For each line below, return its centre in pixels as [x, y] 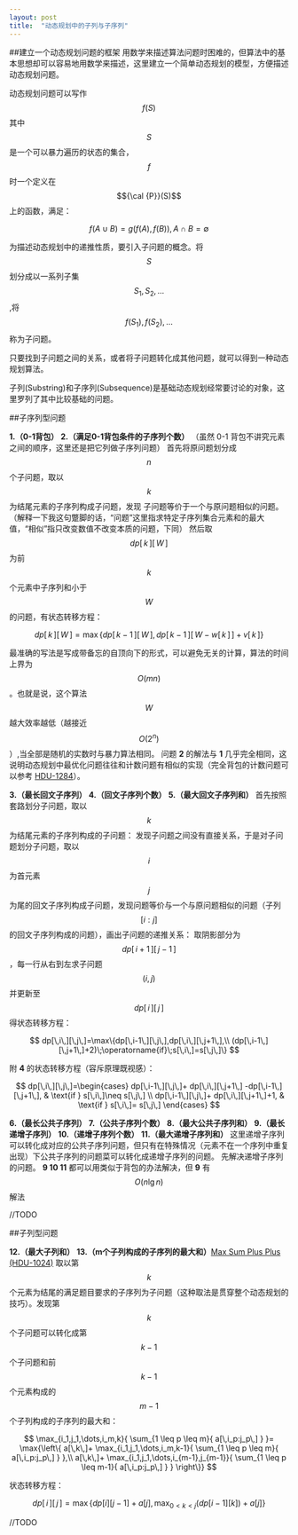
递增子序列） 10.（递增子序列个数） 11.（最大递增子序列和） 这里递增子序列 [147, 1134]
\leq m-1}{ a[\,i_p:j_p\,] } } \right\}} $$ [149, 1467]
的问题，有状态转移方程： [56, 617]
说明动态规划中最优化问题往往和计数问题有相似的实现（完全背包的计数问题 [145, 765]
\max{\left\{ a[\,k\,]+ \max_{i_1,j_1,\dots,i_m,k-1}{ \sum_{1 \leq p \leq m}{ [149, 1448]
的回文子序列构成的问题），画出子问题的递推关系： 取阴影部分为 [125, 934]
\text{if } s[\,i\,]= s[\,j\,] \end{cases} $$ [149, 1105]
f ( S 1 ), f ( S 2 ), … [149, 323]
